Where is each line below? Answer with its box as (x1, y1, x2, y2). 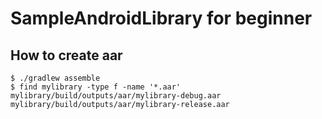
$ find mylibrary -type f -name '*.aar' (10, 82, 182, 92)
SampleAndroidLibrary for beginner (10, 7, 313, 30)
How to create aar (10, 47, 123, 64)
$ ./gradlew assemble (10, 73, 101, 83)
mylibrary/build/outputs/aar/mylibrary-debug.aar (10, 91, 222, 101)
